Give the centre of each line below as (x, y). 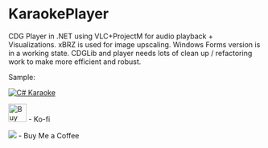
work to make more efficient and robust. (75, 62)
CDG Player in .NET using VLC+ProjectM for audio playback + (111, 36)
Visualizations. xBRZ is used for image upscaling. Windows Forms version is (134, 44)
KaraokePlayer (59, 14)
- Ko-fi (39, 119)
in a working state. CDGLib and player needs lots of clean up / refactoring (130, 53)
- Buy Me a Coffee (49, 135)
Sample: (22, 77)
